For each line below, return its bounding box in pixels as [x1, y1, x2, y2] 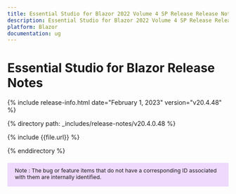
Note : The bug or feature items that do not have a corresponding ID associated [15, 167, 217, 174]
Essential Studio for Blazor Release [7, 60, 216, 76]
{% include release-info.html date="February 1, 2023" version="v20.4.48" [7, 98, 223, 107]
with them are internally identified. [15, 173, 102, 181]
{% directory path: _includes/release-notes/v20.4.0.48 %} [7, 119, 176, 128]
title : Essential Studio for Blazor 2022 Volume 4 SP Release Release [7, 10, 218, 18]
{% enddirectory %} [7, 147, 65, 155]
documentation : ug [7, 30, 61, 37]
